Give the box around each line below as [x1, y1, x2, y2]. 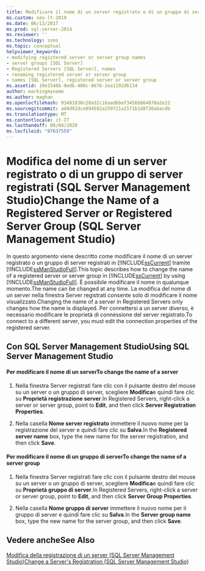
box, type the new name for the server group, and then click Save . [15, 517, 182, 525]
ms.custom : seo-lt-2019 [6, 15, 67, 21]
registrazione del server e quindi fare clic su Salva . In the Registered [15, 426, 187, 434]
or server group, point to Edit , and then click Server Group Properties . [15, 492, 193, 500]
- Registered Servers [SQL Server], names [6, 65, 116, 72]
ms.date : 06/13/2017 [6, 20, 59, 26]
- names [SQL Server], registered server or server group [6, 77, 157, 83]
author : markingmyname [6, 89, 64, 95]
